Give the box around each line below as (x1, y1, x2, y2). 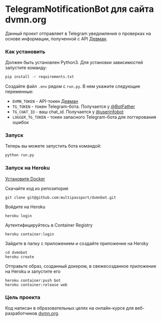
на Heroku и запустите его (5, 268, 61, 274)
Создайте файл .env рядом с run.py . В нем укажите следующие (5, 83, 140, 89)
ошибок (12, 119, 29, 125)
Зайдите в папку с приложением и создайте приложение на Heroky (5, 240, 149, 246)
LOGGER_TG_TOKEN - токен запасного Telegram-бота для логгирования (12, 114, 157, 120)
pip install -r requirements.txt (5, 75, 74, 80)
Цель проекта (5, 294, 41, 301)
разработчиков (5, 310, 38, 316)
